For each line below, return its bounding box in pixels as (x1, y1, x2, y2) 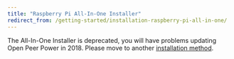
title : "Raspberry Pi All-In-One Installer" (7, 10, 142, 18)
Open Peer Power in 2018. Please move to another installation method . (7, 44, 214, 52)
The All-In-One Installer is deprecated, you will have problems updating (7, 36, 217, 44)
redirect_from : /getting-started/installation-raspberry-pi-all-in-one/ (7, 17, 228, 24)
